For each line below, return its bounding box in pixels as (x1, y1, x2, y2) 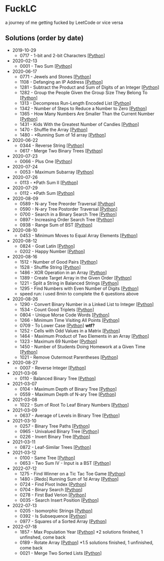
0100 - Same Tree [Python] (19, 454, 75, 461)
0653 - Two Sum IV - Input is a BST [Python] (19, 460, 111, 466)
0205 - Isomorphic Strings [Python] (19, 508, 93, 514)
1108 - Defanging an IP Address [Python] (19, 79, 103, 85)
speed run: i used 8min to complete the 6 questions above (19, 290, 139, 296)
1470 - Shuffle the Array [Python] (19, 127, 88, 133)
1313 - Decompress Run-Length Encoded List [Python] (19, 100, 131, 106)
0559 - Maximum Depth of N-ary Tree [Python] (19, 391, 116, 397)
